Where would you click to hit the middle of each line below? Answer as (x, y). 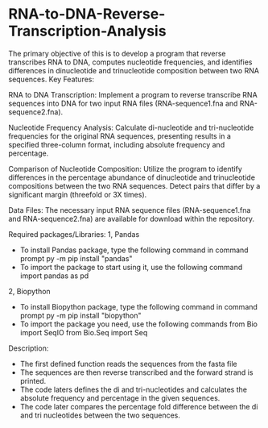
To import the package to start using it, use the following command (131, 267)
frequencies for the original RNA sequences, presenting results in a (120, 136)
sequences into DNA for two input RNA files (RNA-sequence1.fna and (123, 103)
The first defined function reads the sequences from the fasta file (128, 364)
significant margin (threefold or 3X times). (78, 194)
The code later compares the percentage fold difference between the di (139, 406)
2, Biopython (29, 291)
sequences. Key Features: (52, 79)
